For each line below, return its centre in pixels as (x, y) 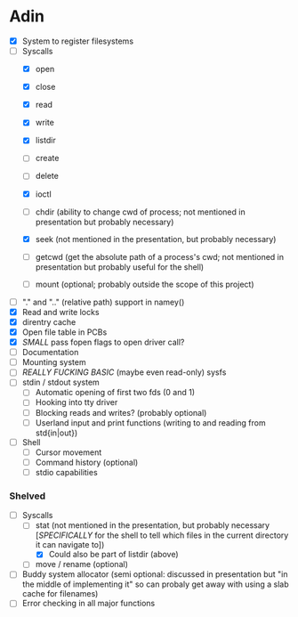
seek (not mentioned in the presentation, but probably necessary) (156, 239)
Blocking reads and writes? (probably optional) (121, 412)
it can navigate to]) (70, 545)
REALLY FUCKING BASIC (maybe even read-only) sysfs (124, 372)
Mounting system (54, 362)
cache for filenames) (60, 594)
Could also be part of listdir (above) (114, 555)
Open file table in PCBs (64, 332)
